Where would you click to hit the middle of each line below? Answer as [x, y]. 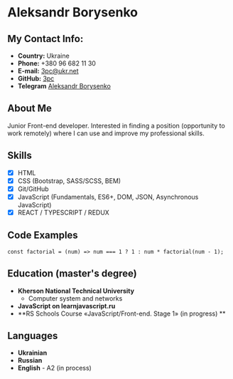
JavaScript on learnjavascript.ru [66, 306]
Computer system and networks [75, 298]
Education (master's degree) [72, 274]
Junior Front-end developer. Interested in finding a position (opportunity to [116, 125]
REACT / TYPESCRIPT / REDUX [64, 212]
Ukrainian [32, 353]
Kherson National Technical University [76, 291]
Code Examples [43, 235]
